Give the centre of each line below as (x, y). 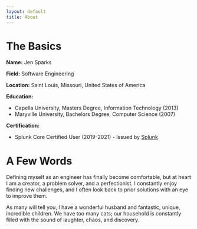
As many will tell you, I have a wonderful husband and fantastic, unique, (93, 207)
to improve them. (27, 196)
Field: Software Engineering (40, 74)
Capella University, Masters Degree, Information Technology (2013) (96, 108)
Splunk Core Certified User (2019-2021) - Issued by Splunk (86, 137)
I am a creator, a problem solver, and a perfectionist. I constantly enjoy (92, 184)
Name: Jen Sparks (29, 62)
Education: (20, 97)
